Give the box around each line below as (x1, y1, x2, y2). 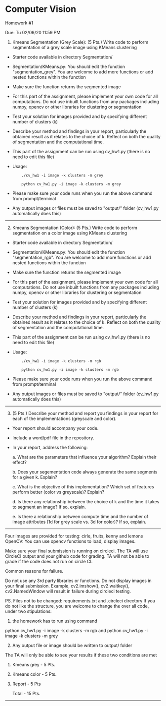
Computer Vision (5, 3, 77, 15)
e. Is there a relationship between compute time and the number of (12, 513, 149, 519)
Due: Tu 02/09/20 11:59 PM (5, 29, 61, 35)
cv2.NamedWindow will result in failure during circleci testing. (5, 588, 131, 594)
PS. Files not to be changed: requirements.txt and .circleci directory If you (5, 597, 156, 603)
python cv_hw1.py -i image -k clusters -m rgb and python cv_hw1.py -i (5, 627, 148, 633)
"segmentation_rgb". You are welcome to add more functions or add (12, 254, 151, 260)
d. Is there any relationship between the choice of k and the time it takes (12, 498, 160, 504)
